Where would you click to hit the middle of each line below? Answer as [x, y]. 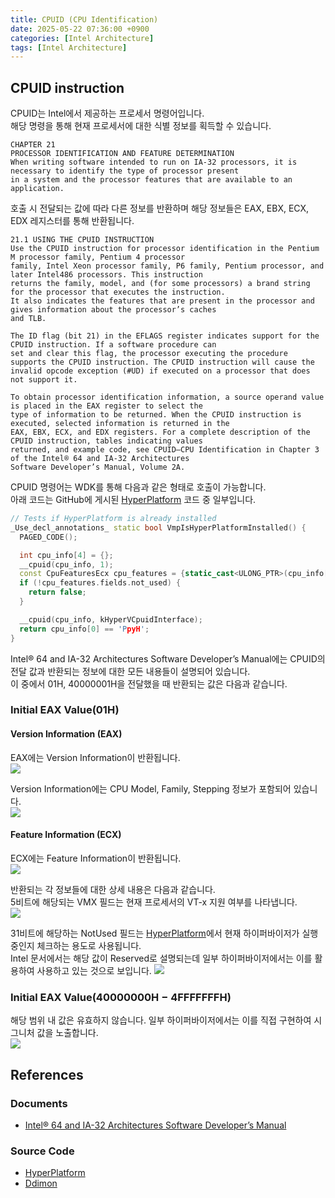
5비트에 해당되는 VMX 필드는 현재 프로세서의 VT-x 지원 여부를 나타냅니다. [154, 902]
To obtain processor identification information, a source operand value [167, 397]
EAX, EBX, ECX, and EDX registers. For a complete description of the [160, 432]
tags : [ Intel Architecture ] [69, 47]
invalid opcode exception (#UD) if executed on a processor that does [160, 371]
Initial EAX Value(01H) [65, 710]
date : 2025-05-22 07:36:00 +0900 [80, 29]
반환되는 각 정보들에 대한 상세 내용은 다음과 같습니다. [113, 889]
